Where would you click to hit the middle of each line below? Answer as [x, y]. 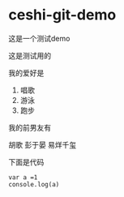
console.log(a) [34, 184]
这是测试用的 [30, 55]
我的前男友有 [30, 127]
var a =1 [23, 177]
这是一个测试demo [39, 38]
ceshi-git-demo [62, 15]
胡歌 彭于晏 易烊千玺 [43, 144]
